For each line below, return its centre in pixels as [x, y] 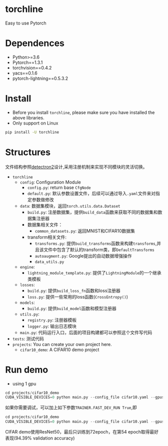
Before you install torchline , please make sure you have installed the [83, 112]
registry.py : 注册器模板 [52, 320]
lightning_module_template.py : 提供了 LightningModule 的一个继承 [94, 272]
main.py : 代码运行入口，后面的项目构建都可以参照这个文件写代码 [86, 332]
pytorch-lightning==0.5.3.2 [40, 78]
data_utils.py [49, 262]
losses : [27, 284]
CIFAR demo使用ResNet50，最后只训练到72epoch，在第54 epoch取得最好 [82, 432]
